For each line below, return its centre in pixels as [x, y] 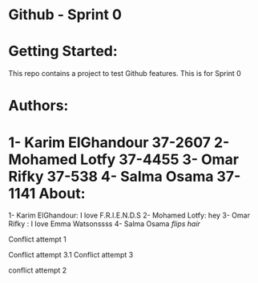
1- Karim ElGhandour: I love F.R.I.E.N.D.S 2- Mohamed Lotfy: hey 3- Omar [129, 215]
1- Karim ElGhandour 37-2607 [109, 142]
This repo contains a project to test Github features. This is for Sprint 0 [125, 74]
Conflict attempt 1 [37, 239]
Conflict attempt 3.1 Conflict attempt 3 [71, 255]
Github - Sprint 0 [65, 15]
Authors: [38, 106]
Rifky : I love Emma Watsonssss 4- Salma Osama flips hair [104, 224]
